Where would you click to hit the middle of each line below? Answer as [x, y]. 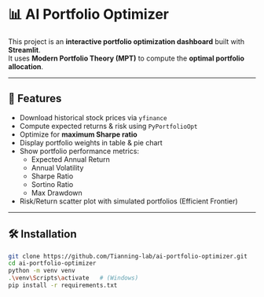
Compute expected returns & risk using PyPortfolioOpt [108, 126]
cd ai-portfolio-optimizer [52, 263]
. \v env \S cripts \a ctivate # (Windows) [73, 278]
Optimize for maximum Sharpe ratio [78, 134]
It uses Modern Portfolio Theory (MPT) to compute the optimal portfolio [126, 58]
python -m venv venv [42, 271]
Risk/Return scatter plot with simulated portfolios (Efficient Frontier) [128, 201]
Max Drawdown [57, 192]
